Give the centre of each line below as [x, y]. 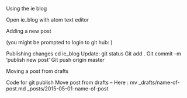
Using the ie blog [27, 8]
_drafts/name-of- [159, 82]
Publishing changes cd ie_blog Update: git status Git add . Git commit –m [94, 54]
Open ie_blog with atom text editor [48, 20]
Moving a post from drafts [37, 71]
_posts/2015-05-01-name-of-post [68, 89]
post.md [16, 89]
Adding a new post [29, 31]
